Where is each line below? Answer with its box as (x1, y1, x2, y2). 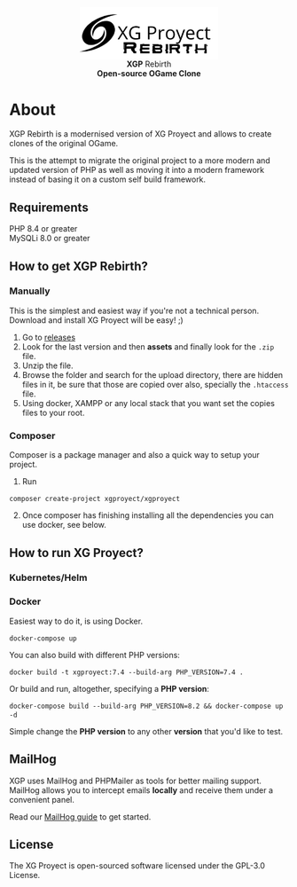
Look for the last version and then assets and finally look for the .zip (21, 341, 275, 352)
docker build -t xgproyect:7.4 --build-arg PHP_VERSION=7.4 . (9, 668, 244, 677)
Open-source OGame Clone (97, 68, 201, 79)
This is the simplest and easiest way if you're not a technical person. (9, 305, 260, 316)
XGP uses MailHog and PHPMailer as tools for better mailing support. (9, 775, 262, 786)
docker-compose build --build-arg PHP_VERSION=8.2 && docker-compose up (9, 702, 284, 710)
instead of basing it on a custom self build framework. (9, 174, 207, 184)
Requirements (9, 200, 89, 215)
